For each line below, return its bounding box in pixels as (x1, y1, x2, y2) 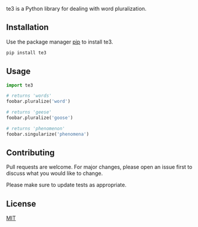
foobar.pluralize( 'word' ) (6, 99, 70, 105)
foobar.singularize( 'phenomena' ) (6, 131, 89, 137)
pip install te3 (6, 50, 47, 56)
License (6, 198, 36, 208)
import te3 (6, 82, 33, 88)
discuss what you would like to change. (6, 170, 103, 177)
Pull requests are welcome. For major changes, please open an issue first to (6, 164, 193, 171)
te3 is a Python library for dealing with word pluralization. (6, 5, 147, 12)
